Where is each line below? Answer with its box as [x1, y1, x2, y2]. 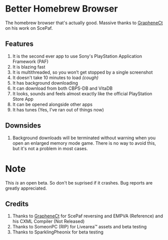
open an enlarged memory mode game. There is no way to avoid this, [12, 140, 156, 146]
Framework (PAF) [12, 58, 49, 65]
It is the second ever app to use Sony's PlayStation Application [12, 53, 142, 59]
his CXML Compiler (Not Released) [12, 218, 85, 224]
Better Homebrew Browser [5, 3, 118, 15]
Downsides [5, 122, 41, 130]
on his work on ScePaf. [5, 25, 53, 31]
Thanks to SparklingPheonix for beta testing [12, 229, 104, 235]
